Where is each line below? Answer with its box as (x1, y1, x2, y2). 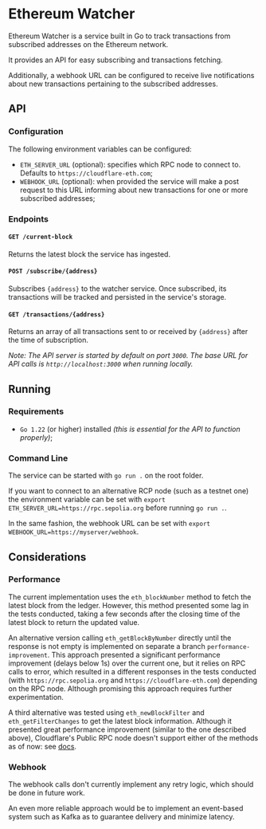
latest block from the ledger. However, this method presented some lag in (8, 600, 249, 610)
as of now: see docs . (8, 741, 77, 751)
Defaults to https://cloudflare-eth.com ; (19, 168, 153, 178)
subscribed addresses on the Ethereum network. (8, 39, 169, 49)
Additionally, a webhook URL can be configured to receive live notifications (8, 70, 255, 80)
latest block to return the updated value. (8, 617, 140, 627)
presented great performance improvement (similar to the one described (8, 725, 247, 734)
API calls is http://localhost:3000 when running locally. (8, 359, 194, 369)
